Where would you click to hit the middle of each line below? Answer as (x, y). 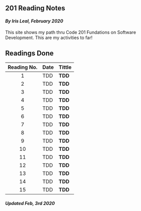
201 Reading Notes (35, 8)
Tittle (65, 67)
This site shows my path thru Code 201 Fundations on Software (71, 32)
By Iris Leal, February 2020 (34, 21)
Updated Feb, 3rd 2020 (30, 203)
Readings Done (30, 53)
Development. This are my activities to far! (49, 38)
